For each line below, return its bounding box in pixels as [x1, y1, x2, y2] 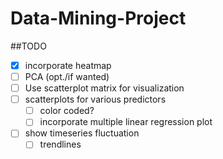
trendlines [39, 138, 82, 151]
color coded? [39, 105, 95, 117]
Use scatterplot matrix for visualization [24, 82, 185, 94]
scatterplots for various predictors [24, 93, 167, 106]
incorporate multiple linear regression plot [39, 116, 213, 128]
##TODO [10, 40, 47, 52]
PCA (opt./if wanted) [24, 71, 110, 82]
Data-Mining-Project [10, 7, 187, 30]
